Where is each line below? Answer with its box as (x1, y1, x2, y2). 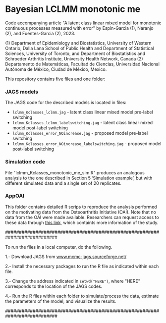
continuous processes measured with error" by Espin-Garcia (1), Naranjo (5, 25, 154, 31)
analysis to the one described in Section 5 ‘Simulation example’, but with (5, 175, 153, 181)
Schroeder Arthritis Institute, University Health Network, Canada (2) (5, 55, 143, 61)
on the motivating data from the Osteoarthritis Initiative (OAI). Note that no (5, 209, 156, 215)
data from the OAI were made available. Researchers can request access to (5, 214, 160, 220)
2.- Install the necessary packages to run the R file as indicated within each (5, 263, 159, 269)
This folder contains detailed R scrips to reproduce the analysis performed (5, 204, 157, 210)
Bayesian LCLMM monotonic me (5, 3, 141, 15)
